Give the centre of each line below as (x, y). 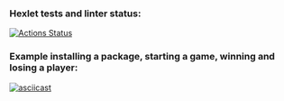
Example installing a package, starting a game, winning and (142, 57)
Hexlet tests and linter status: (75, 14)
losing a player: (44, 68)
